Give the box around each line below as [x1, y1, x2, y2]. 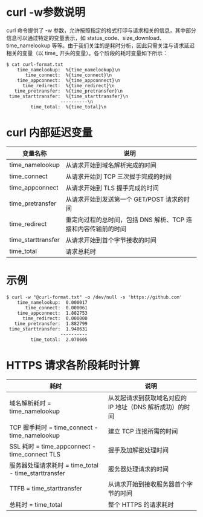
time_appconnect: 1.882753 [17, 310, 88, 316]
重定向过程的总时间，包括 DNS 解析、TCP [65, 216, 185, 224]
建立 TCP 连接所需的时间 [108, 427, 178, 435]
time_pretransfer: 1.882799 [14, 320, 88, 327]
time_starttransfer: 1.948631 [8, 326, 88, 332]
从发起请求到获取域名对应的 [108, 394, 187, 402]
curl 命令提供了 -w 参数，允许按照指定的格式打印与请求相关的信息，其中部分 [6, 27, 196, 34]
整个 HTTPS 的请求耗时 [108, 500, 174, 509]
